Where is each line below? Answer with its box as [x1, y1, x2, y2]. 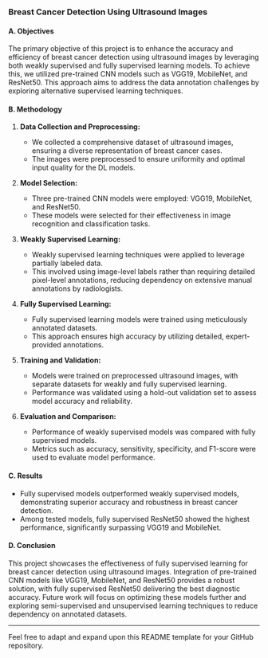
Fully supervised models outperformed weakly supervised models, [19, 488, 239, 498]
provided [31, 340, 61, 350]
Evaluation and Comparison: [19, 412, 117, 421]
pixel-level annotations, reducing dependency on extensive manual [31, 276, 253, 285]
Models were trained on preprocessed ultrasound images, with [31, 371, 238, 381]
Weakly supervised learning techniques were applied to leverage [31, 250, 246, 260]
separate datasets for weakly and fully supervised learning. [31, 379, 227, 389]
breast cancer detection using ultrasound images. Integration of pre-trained [8, 566, 257, 576]
